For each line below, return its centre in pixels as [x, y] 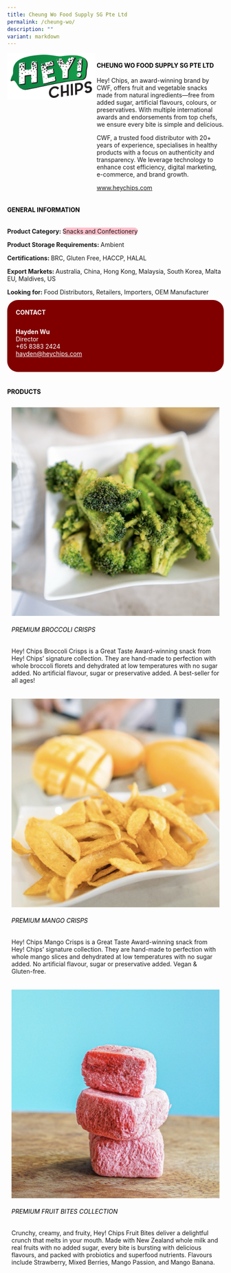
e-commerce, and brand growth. [143, 174]
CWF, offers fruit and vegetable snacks [152, 88]
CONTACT [31, 312]
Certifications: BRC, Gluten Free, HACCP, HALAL [77, 258]
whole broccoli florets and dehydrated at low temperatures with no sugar [114, 665]
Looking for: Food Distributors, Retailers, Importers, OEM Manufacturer [108, 292]
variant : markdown [33, 37]
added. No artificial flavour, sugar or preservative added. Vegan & [104, 964]
